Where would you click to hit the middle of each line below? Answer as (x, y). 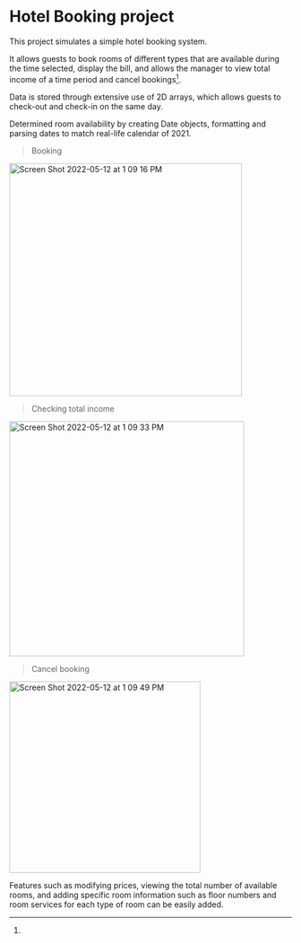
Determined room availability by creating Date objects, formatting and (138, 124)
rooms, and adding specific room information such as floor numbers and (143, 895)
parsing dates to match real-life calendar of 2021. (100, 133)
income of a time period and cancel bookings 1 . (95, 78)
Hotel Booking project (92, 17)
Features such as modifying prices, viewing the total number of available (143, 885)
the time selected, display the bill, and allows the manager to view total (140, 68)
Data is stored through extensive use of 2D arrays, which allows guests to (145, 97)
